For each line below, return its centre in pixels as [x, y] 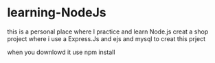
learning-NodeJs [57, 13]
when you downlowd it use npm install [61, 52]
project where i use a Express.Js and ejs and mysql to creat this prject [106, 38]
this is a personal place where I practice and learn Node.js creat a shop [108, 32]
